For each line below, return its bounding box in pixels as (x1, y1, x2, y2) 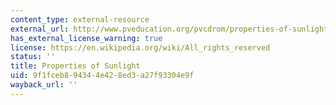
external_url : (10, 24, 70, 34)
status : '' (10, 52, 56, 62)
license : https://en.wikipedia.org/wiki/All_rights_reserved (10, 42, 271, 53)
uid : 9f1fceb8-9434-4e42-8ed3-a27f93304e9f (10, 71, 195, 81)
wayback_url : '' (10, 80, 78, 90)
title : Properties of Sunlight (10, 61, 141, 71)
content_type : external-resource (10, 14, 150, 25)
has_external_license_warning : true (10, 33, 163, 43)
